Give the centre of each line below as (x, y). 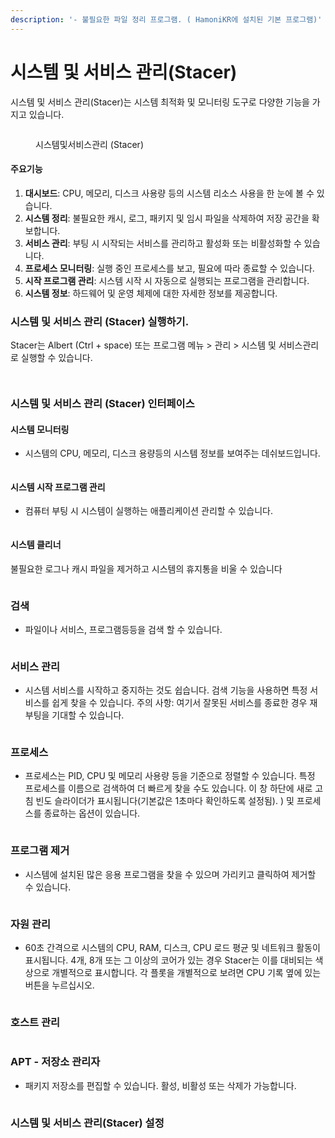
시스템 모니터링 (40, 429)
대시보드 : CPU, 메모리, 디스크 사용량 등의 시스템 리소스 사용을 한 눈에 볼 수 (169, 193)
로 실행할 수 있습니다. (51, 358)
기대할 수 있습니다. (88, 715)
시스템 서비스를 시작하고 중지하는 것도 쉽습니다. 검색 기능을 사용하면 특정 (166, 690)
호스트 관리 (35, 1022)
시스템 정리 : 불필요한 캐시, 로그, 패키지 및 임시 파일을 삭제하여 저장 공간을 (167, 218)
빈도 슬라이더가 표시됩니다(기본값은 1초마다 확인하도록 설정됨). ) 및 (165, 801)
